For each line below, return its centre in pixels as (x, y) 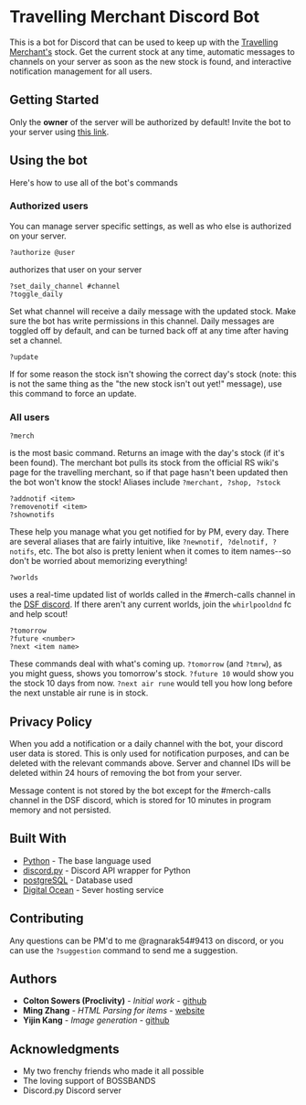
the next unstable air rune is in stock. (79, 693)
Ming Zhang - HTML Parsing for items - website (114, 1011)
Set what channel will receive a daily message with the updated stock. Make (153, 311)
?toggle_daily (37, 294)
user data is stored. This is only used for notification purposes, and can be (149, 753)
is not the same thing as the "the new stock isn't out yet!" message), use (146, 383)
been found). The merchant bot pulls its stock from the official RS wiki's (144, 462)
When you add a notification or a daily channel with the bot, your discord (146, 743)
